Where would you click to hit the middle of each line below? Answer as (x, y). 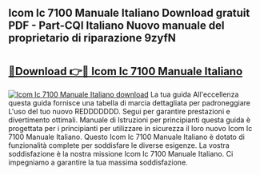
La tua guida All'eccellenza (195, 94)
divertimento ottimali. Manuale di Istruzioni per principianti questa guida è (129, 120)
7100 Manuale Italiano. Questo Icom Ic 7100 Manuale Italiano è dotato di (127, 137)
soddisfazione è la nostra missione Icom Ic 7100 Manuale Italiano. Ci (121, 154)
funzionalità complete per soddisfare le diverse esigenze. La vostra (119, 145)
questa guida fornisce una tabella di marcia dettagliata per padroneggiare (129, 103)
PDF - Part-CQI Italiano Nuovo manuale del (116, 26)
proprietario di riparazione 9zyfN (92, 38)
